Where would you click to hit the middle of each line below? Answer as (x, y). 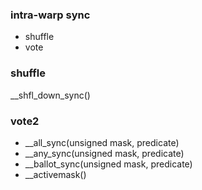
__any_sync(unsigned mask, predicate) (104, 153)
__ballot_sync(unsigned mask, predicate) (108, 164)
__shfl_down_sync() (50, 95)
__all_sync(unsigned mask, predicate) (102, 142)
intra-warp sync (50, 15)
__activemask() (55, 174)
